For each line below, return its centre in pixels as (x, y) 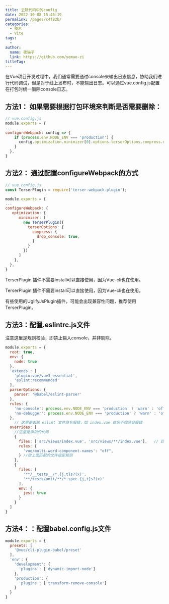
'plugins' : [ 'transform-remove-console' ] (63, 583)
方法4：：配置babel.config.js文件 (58, 529)
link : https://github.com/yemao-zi (47, 57)
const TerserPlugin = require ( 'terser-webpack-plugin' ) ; (66, 190)
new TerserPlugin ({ (44, 222)
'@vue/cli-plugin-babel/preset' (48, 550)
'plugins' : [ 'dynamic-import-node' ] (57, 569)
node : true (26, 362)
